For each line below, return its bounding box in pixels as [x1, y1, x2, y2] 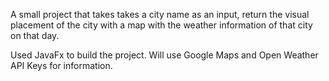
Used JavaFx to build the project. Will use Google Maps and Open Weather [10, 49, 319, 61]
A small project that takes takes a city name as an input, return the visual [10, 9, 310, 20]
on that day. [10, 30, 60, 41]
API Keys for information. [10, 60, 113, 71]
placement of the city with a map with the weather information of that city [10, 19, 313, 31]
